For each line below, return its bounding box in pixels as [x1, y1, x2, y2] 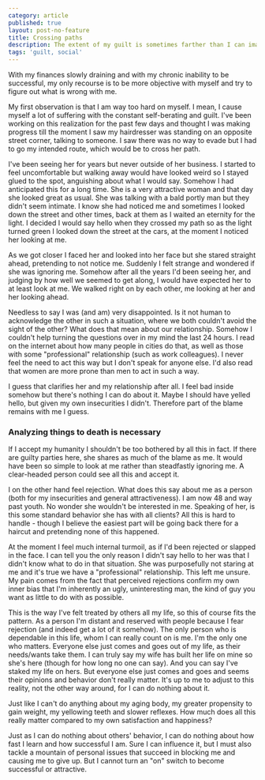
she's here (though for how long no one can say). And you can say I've [8, 658, 238, 668]
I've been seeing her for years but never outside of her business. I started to [8, 160, 256, 168]
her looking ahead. [8, 292, 69, 301]
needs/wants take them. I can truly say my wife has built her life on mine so [8, 650, 253, 660]
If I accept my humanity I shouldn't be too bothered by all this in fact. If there [8, 444, 257, 454]
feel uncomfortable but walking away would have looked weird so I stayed [8, 168, 248, 177]
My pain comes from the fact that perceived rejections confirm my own [8, 576, 240, 586]
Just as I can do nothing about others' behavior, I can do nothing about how [8, 731, 255, 740]
